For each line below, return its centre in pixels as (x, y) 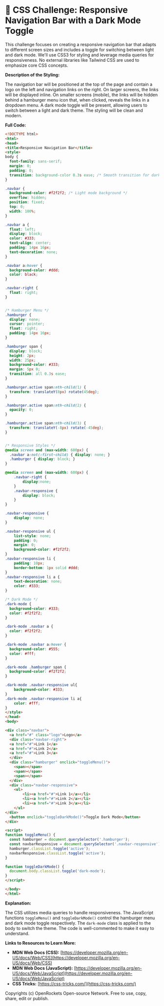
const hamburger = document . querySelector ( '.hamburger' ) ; (70, 840)
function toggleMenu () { (30, 835)
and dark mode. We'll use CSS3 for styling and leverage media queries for (80, 55)
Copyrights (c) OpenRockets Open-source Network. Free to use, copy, (76, 993)
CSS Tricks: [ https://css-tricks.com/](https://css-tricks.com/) (74, 983)
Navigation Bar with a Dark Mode (73, 20)
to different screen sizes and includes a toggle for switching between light (80, 50)
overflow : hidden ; (28, 198)
